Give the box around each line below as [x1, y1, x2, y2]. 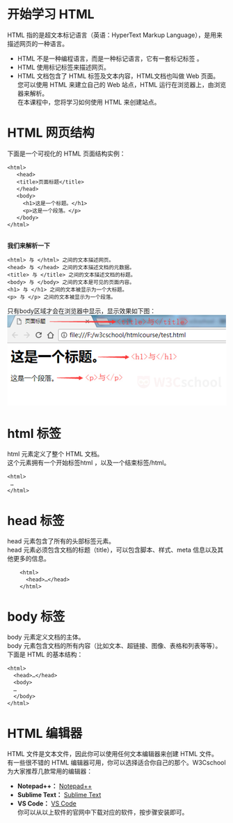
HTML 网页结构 [7, 125, 95, 141]
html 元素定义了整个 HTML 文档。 [7, 450, 104, 458]
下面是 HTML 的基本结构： [7, 650, 83, 659]
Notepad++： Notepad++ [17, 782, 93, 790]
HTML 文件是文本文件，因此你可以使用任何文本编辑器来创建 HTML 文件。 [7, 750, 218, 758]
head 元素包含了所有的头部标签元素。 [7, 537, 115, 545]
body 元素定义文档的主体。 [7, 633, 85, 642]
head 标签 [7, 513, 65, 529]
